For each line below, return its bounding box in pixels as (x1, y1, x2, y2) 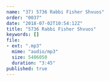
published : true (6, 65, 47, 72)
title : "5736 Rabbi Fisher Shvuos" (6, 26, 97, 32)
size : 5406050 (12, 54, 47, 60)
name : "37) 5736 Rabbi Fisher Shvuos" (6, 9, 105, 15)
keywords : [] (6, 32, 40, 38)
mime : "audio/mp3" (12, 49, 59, 55)
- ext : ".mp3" (6, 43, 43, 49)
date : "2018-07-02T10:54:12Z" (6, 20, 83, 26)
